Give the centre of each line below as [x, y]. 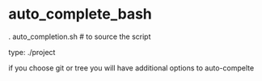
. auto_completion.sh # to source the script [80, 36]
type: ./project [32, 52]
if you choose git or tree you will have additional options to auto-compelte [131, 68]
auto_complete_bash [80, 14]
